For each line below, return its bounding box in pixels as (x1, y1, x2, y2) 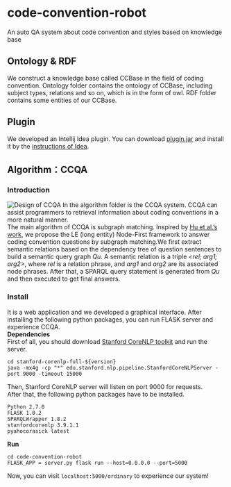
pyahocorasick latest (7, 427, 70, 435)
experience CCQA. (7, 322, 60, 331)
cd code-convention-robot (7, 453, 82, 460)
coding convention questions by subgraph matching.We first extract (7, 238, 202, 246)
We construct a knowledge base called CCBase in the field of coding (7, 74, 204, 82)
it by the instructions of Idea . (7, 142, 89, 150)
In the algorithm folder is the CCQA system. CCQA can (62, 201, 219, 209)
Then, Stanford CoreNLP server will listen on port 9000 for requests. (7, 382, 203, 390)
